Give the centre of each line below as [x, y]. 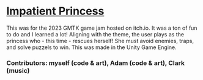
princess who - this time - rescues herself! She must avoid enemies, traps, [100, 41]
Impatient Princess [55, 11]
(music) [18, 70]
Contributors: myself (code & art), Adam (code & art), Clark [96, 63]
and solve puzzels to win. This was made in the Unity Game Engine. [92, 47]
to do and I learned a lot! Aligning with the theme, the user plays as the [95, 34]
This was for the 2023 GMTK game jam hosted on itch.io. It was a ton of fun [102, 28]
